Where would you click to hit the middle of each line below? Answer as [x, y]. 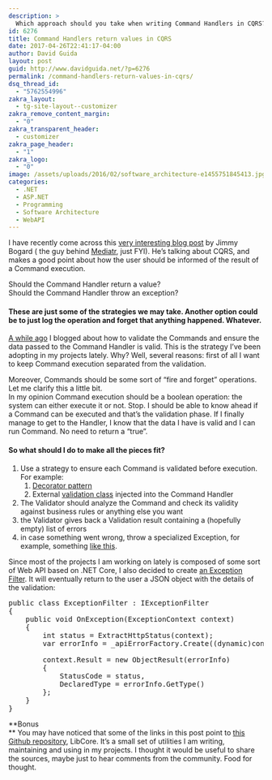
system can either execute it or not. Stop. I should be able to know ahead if [133, 406]
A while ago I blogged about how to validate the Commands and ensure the [134, 338]
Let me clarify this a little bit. [55, 388]
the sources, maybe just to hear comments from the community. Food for [130, 758]
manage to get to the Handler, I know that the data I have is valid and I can [132, 423]
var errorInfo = [74, 643]
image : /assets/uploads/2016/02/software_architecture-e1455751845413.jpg [137, 175]
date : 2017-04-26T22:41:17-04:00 [65, 46]
